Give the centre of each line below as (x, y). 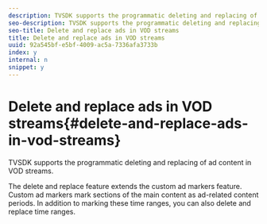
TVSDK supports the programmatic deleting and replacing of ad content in (130, 162)
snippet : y (26, 68)
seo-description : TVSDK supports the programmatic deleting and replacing (135, 23)
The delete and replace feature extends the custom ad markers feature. (125, 186)
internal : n (28, 60)
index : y (23, 52)
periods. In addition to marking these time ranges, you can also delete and (130, 203)
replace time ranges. (42, 211)
